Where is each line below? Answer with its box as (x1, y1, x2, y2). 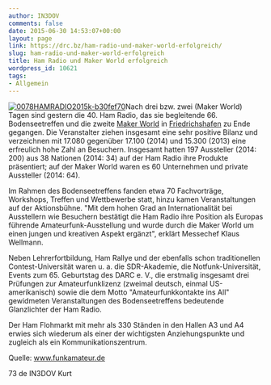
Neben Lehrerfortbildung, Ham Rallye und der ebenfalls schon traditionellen (8, 253, 260, 262)
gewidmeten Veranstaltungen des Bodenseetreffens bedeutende (8, 295, 224, 305)
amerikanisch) (8, 287, 57, 297)
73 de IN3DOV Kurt (8, 368, 73, 378)
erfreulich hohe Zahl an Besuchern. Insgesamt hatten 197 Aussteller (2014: (8, 144, 257, 154)
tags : (8, 72, 27, 80)
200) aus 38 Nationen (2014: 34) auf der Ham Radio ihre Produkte (8, 153, 229, 162)
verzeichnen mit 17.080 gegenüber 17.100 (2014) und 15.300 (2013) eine (8, 136, 247, 145)
